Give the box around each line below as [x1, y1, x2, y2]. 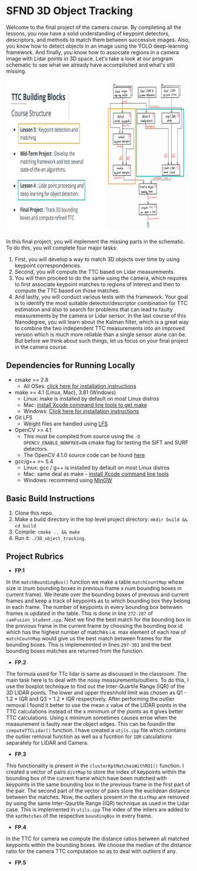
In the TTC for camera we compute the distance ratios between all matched [6, 835, 189, 842]
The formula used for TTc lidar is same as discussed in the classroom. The [6, 670, 187, 677]
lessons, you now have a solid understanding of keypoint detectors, [6, 30, 171, 37]
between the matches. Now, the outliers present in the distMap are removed [6, 794, 189, 801]
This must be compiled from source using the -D [23, 433, 141, 440]
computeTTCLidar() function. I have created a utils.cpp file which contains [6, 727, 186, 734]
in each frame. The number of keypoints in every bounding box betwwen [6, 604, 183, 611]
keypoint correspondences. [14, 261, 82, 269]
